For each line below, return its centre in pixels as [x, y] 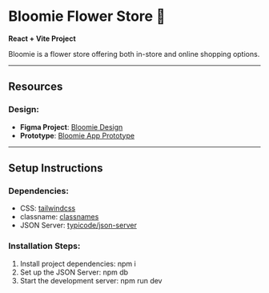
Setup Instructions [56, 169]
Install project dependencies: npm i [78, 263]
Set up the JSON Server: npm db [74, 272]
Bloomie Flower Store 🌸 [87, 16]
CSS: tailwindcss [48, 208]
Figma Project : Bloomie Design [71, 126]
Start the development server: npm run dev [91, 280]
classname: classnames [59, 217]
